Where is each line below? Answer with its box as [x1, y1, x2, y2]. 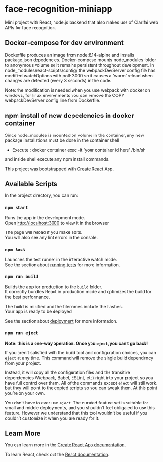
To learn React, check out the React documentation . [5, 452, 109, 458]
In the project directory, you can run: [5, 192, 78, 198]
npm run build [5, 274, 38, 279]
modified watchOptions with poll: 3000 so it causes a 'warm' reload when [5, 72, 153, 78]
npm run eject [5, 330, 38, 336]
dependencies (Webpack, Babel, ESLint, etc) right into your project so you [5, 374, 154, 381]
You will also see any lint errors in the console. [5, 234, 98, 240]
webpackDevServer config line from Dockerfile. [5, 97, 101, 103]
